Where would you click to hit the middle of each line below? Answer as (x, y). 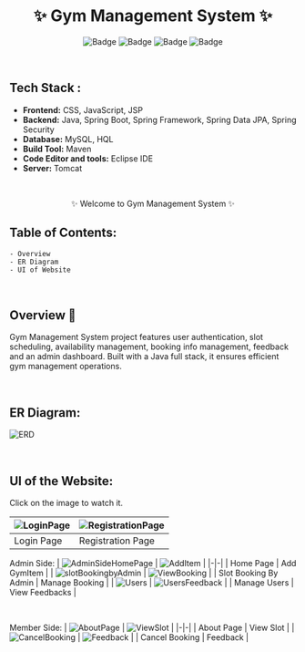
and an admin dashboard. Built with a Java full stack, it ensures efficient (144, 357)
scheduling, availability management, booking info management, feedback (149, 347)
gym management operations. (66, 367)
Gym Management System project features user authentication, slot (137, 337)
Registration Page (117, 541)
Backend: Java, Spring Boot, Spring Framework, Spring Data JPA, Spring (160, 119)
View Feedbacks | (43, 592)
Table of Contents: (63, 233)
